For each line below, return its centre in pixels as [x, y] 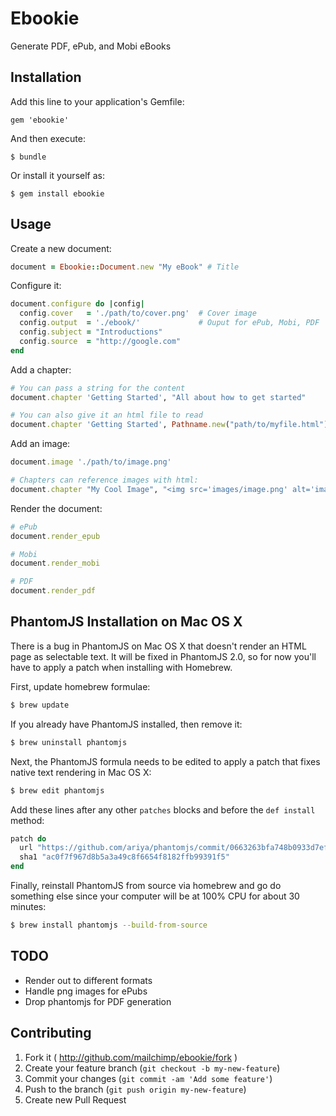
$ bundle [28, 157]
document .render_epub [55, 536]
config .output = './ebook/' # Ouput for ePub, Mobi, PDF [169, 323]
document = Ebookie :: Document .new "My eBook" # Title [125, 267]
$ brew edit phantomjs [57, 790]
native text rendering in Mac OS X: [81, 772]
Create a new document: [61, 248]
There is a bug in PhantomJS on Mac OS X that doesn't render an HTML [158, 646]
